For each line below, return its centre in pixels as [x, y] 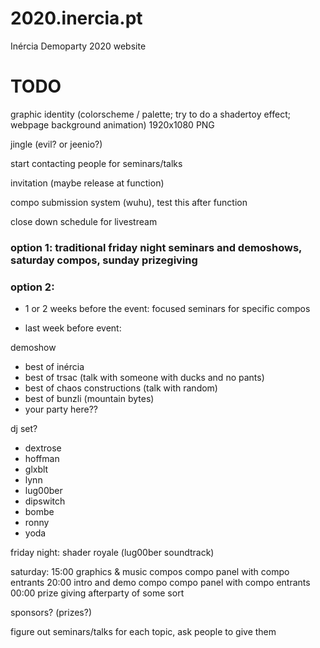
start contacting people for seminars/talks [96, 163]
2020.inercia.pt [76, 18]
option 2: [32, 287]
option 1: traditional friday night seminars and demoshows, [156, 247]
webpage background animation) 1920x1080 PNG [112, 124]
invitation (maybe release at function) [87, 183]
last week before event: [73, 328]
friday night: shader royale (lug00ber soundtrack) [112, 553]
